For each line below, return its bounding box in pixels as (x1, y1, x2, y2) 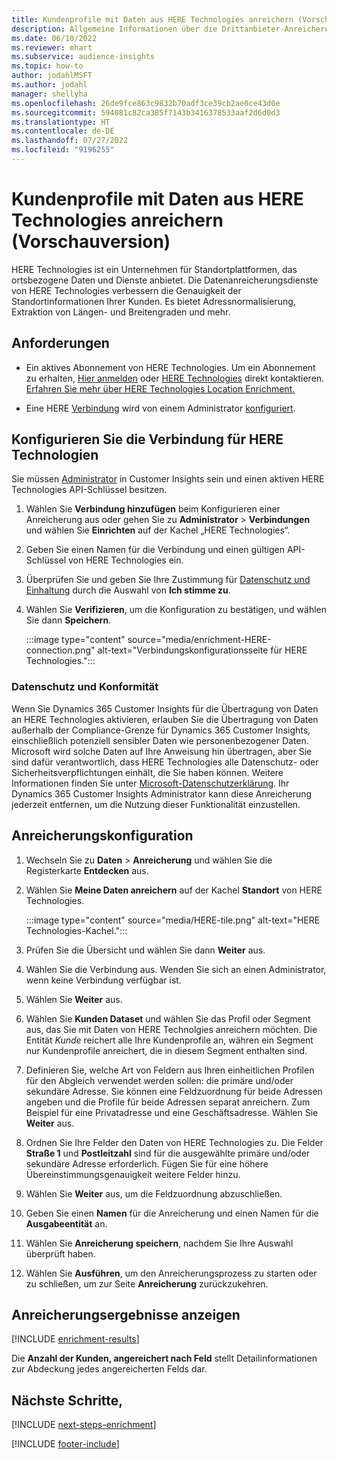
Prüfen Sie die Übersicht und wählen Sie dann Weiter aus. (25, 944, 266, 956)
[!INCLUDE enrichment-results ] (11, 1333, 140, 1345)
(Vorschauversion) (11, 231, 171, 253)
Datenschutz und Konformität (11, 680, 159, 694)
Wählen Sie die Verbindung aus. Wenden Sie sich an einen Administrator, (25, 963, 327, 975)
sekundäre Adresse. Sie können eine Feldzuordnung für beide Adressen (25, 1085, 323, 1097)
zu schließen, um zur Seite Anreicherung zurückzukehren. (25, 1277, 269, 1290)
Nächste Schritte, (11, 1392, 124, 1409)
